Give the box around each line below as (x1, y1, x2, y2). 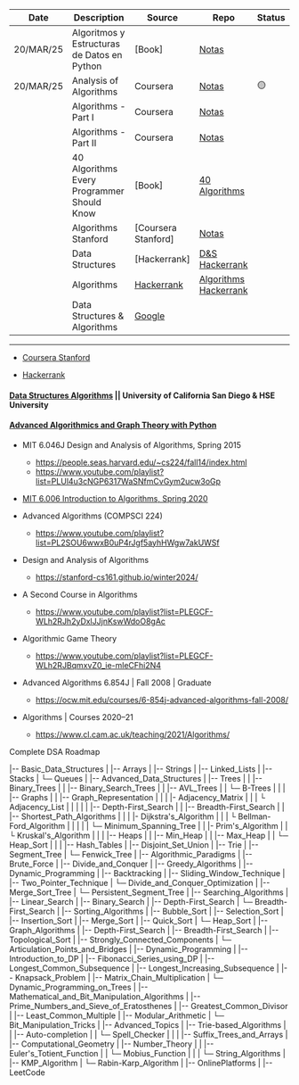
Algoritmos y (71, 27, 125, 38)
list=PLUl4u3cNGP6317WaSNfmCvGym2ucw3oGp (35, 476, 221, 486)
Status (256, 12, 286, 23)
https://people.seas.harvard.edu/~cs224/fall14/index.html (35, 457, 247, 468)
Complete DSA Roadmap (9, 746, 101, 757)
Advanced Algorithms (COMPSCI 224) (21, 510, 163, 521)
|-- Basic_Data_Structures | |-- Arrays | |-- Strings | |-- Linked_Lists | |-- (9, 763, 273, 774)
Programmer (71, 185, 125, 197)
